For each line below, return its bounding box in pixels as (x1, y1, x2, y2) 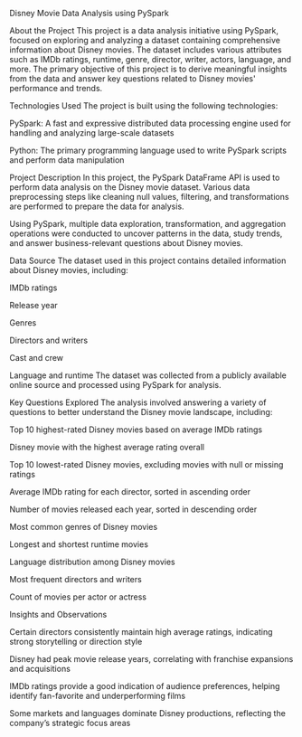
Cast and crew (9, 353, 64, 363)
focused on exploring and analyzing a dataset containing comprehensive (9, 35, 280, 45)
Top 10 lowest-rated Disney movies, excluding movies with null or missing (9, 459, 284, 469)
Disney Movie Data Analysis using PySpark (9, 8, 170, 18)
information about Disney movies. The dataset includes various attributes (9, 44, 282, 55)
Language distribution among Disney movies (9, 556, 175, 567)
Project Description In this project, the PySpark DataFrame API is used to (9, 172, 280, 183)
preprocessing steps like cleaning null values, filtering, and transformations (9, 192, 289, 202)
